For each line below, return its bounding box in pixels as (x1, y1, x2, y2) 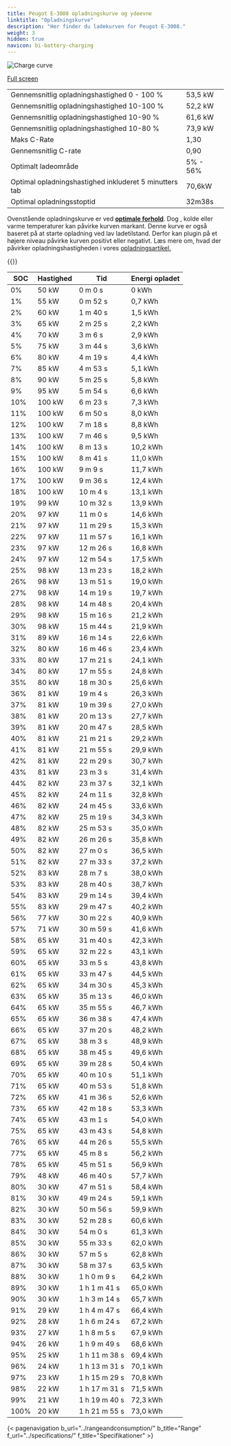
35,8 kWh (131, 835, 163, 844)
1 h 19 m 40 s (78, 1395, 125, 1405)
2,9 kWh (131, 330, 159, 339)
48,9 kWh (131, 1036, 163, 1046)
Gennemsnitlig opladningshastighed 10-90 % (10, 112, 160, 121)
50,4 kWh (131, 1059, 163, 1068)
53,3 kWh (131, 1104, 163, 1113)
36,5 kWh (131, 846, 163, 855)
